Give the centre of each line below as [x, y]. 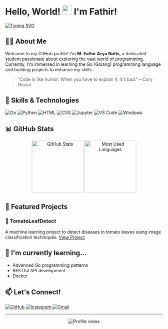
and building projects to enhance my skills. [49, 69]
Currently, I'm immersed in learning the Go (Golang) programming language [83, 64]
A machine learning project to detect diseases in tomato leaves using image [83, 232]
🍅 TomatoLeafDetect [31, 221]
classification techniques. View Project [45, 237]
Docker [20, 276]
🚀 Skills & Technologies [42, 100]
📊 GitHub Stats [29, 129]
